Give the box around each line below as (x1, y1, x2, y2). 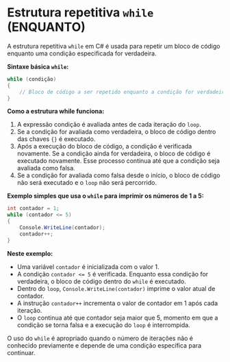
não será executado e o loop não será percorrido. (16, 179, 157, 187)
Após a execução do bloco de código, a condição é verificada (16, 142, 192, 151)
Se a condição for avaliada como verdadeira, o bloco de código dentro (16, 128, 216, 136)
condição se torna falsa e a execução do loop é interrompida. (16, 320, 190, 329)
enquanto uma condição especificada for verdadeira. (7, 49, 157, 57)
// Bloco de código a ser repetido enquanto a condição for (19, 88, 194, 95)
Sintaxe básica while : (7, 62, 69, 70)
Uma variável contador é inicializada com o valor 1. (16, 262, 159, 271)
